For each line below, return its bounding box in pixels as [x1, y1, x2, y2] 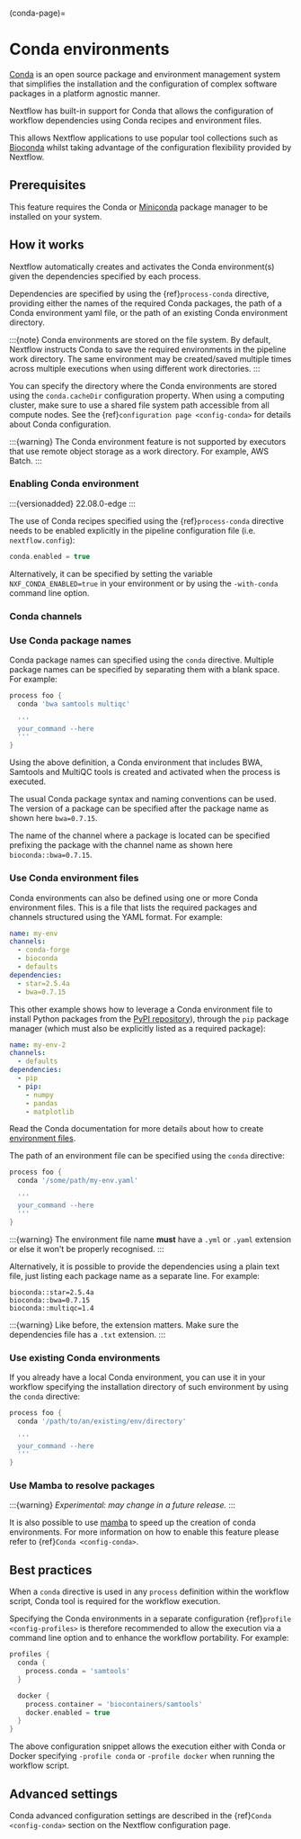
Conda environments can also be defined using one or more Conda [9, 892, 259, 903]
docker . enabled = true [25, 1708, 111, 1717]
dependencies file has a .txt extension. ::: [9, 1329, 166, 1339]
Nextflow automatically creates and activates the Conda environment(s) [9, 261, 275, 272]
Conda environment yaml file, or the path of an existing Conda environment [9, 307, 288, 318]
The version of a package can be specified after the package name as [9, 803, 270, 814]
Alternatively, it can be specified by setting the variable [9, 568, 213, 579]
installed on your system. [9, 211, 102, 221]
